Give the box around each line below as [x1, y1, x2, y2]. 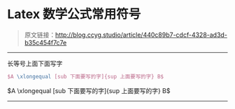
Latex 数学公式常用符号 [7, 6, 141, 22]
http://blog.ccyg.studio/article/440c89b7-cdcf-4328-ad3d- [55, 31, 227, 39]
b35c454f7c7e [24, 38, 67, 47]
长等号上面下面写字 [7, 59, 63, 67]
